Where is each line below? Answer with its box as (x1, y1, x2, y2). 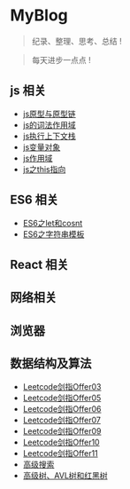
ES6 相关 (10, 193, 59, 208)
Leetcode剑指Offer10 (22, 437, 100, 447)
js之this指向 (22, 163, 66, 174)
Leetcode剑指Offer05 (22, 392, 102, 403)
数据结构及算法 (10, 356, 92, 371)
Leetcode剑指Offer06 (22, 403, 102, 414)
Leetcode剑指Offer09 (22, 425, 102, 436)
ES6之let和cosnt (22, 217, 83, 228)
